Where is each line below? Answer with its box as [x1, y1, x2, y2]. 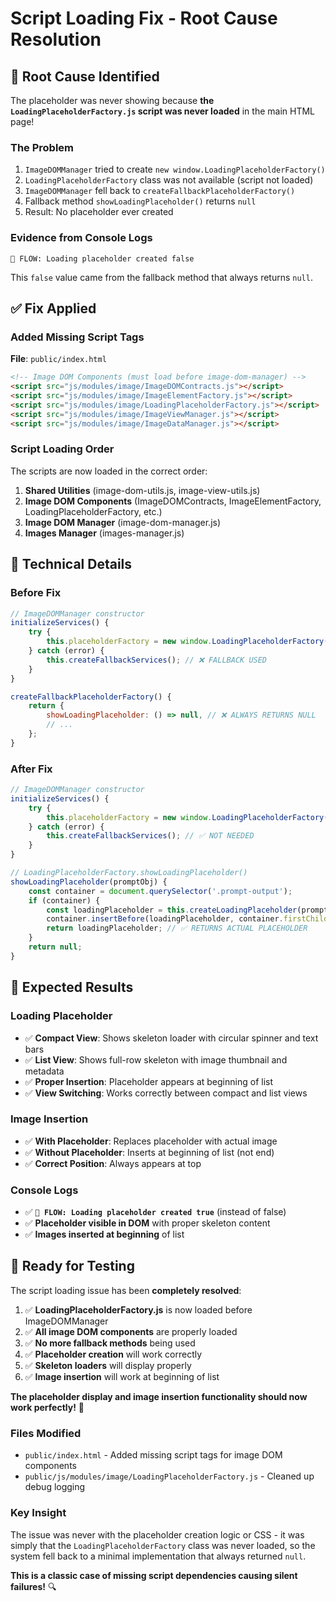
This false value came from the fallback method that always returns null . [10, 271, 313, 283]
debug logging [24, 1481, 86, 1493]
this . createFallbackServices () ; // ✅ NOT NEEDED [46, 831, 255, 841]
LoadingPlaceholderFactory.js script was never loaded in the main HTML [10, 105, 315, 117]
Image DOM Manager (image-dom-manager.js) [24, 516, 222, 528]
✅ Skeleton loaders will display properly [24, 1359, 192, 1371]
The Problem [10, 140, 75, 154]
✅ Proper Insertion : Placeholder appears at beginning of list [24, 1075, 274, 1087]
